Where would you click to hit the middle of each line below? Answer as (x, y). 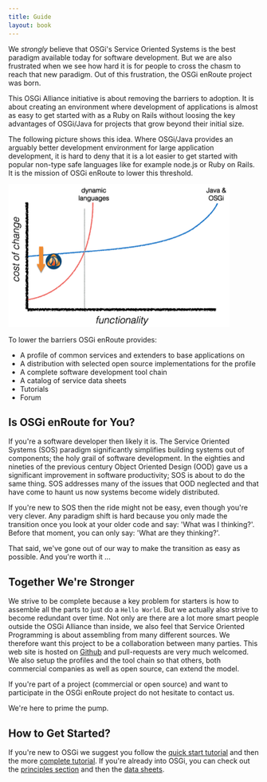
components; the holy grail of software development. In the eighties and (127, 459)
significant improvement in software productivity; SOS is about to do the (127, 475)
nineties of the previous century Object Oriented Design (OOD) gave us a (128, 467)
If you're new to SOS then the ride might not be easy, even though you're (128, 508)
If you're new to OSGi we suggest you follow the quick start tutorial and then (133, 752)
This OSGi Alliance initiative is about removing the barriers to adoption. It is (131, 98)
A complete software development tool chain (93, 372)
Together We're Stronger (72, 582)
